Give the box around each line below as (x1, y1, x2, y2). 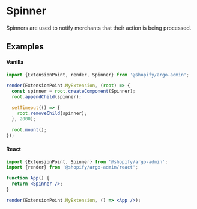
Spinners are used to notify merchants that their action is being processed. (6, 24, 192, 31)
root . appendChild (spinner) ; (11, 94, 82, 100)
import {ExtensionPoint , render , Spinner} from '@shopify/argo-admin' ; (6, 72, 189, 78)
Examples (6, 42, 44, 52)
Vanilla (6, 58, 24, 66)
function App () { (6, 175, 50, 181)
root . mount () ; (11, 126, 47, 133)
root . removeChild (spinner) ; (17, 110, 87, 116)
